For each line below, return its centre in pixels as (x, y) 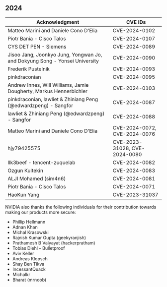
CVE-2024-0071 (134, 186)
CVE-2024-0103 (134, 88)
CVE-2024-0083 (134, 171)
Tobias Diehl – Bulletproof (39, 248)
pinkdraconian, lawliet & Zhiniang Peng (53, 99)
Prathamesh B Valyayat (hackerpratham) (54, 243)
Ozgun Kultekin (26, 171)
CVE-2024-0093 (134, 69)
